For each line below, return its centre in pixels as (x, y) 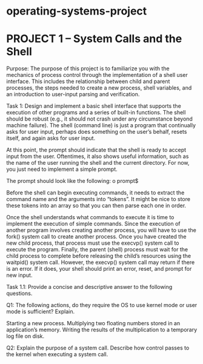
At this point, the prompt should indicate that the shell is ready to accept (96, 150)
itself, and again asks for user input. (51, 138)
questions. (19, 293)
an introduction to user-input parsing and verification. (73, 94)
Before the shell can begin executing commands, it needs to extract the (95, 193)
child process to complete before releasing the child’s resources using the (99, 256)
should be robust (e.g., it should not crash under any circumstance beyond (99, 119)
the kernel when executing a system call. (57, 354)
